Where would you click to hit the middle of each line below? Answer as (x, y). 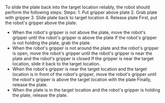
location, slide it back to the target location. (56, 64)
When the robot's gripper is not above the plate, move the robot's (79, 32)
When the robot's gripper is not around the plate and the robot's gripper (85, 48)
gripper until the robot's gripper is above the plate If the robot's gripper (84, 37)
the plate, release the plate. (40, 95)
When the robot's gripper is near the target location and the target (80, 69)
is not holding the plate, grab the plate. (52, 43)
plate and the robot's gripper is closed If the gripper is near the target (83, 58)
